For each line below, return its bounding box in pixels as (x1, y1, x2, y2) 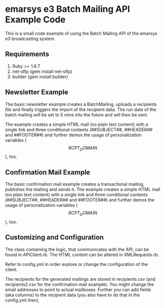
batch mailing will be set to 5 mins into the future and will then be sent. (5, 111, 149, 117)
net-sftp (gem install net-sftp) (12, 68, 72, 74)
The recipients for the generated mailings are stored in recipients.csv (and (5, 276, 156, 282)
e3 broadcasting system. (5, 36, 56, 42)
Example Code (5, 14, 66, 25)
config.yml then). (5, 297, 40, 303)
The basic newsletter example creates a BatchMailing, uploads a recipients (5, 101, 157, 107)
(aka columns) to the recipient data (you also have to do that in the (5, 292, 140, 298)
